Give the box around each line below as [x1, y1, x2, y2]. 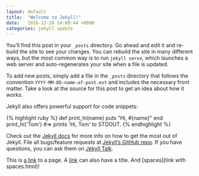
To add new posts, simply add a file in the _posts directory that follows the [6, 72, 189, 79]
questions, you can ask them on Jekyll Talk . [6, 145, 114, 152]
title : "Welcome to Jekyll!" [6, 14, 82, 20]
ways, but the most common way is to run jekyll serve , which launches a [6, 54, 188, 61]
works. [6, 91, 23, 98]
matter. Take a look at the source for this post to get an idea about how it [6, 85, 185, 92]
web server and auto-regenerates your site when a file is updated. [6, 61, 169, 68]
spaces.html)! [6, 163, 40, 170]
